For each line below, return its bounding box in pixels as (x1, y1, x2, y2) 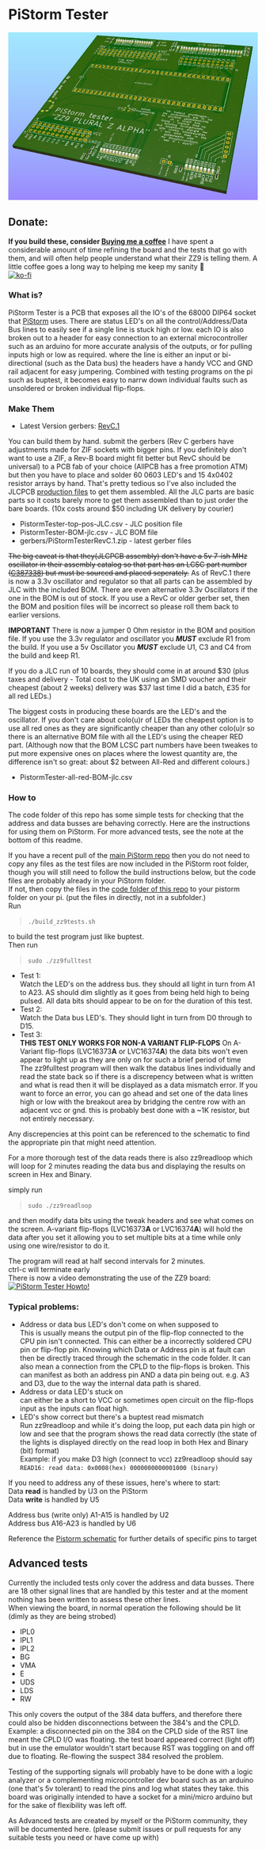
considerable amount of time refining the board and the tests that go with (8, 245, 247, 254)
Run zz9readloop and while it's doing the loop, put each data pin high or (19, 1420, 256, 1430)
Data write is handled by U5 (8, 1495, 100, 1504)
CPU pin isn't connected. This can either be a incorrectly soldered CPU (19, 1336, 252, 1346)
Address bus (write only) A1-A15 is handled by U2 (8, 1510, 169, 1519)
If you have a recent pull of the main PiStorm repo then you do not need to (8, 851, 250, 860)
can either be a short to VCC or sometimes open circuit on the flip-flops (19, 1395, 254, 1404)
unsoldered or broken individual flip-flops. (8, 383, 146, 393)
